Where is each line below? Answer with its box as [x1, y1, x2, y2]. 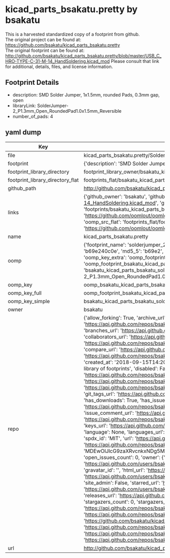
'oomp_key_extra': [83, 254, 127, 261]
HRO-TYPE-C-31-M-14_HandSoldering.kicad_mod [5, 58, 110, 64]
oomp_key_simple [8, 298, 50, 305]
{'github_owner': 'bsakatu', [83, 193, 147, 200]
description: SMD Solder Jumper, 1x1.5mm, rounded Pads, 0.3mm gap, [12, 91, 160, 97]
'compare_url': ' [83, 346, 121, 353]
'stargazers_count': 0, [83, 498, 136, 505]
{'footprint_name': [83, 241, 126, 248]
